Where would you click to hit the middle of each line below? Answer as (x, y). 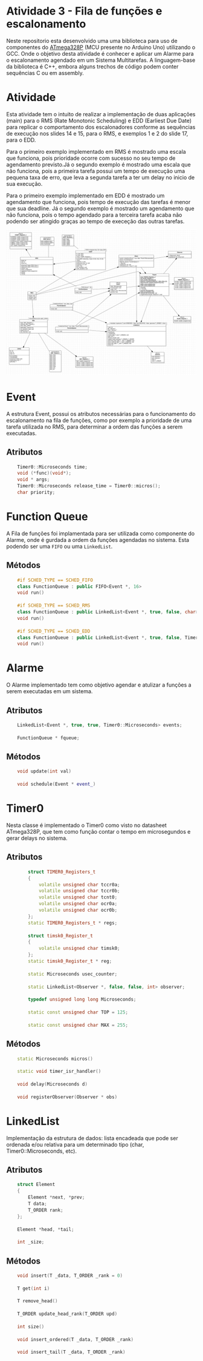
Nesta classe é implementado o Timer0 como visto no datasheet (87, 825)
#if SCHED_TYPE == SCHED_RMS (54, 606)
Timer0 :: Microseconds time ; (52, 467)
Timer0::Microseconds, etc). (42, 1151)
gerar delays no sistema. (37, 838)
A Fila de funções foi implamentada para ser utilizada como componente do (101, 533)
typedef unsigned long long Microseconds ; (82, 1000)
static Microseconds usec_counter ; (73, 974)
